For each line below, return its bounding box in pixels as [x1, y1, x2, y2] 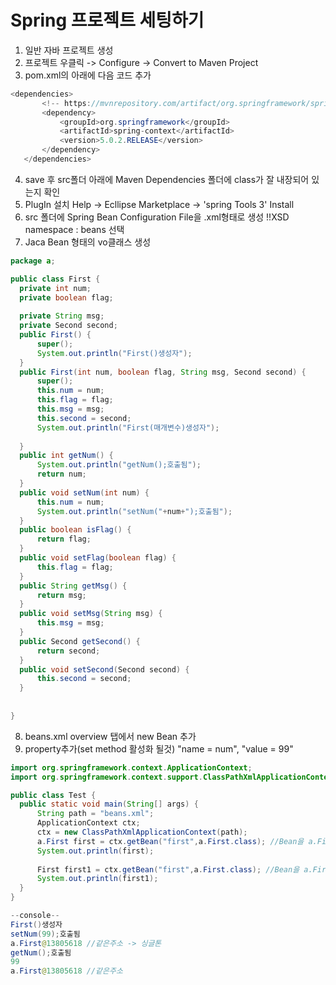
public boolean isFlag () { [19, 525, 132, 535]
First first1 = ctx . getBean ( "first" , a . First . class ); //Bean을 [36, 864, 300, 875]
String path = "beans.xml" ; [36, 809, 155, 819]
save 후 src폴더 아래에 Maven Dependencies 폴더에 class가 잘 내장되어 [24, 173, 310, 185]
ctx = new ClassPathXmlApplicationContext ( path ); [36, 827, 248, 838]
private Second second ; [19, 321, 118, 331]
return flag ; [36, 534, 92, 545]
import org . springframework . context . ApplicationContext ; [10, 762, 253, 773]
